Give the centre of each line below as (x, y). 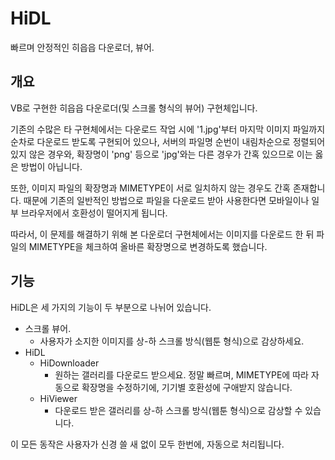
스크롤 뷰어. (48, 328)
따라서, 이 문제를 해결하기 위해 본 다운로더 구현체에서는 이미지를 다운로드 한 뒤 (162, 234)
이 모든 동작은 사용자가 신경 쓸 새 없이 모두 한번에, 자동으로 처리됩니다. (147, 444)
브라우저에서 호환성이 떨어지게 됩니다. (94, 213)
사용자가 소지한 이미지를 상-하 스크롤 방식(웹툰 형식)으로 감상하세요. (172, 341)
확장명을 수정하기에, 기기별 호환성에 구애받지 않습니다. (187, 387)
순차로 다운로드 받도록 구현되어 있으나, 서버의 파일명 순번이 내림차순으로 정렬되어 (168, 141)
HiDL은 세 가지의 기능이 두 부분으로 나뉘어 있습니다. (111, 307)
